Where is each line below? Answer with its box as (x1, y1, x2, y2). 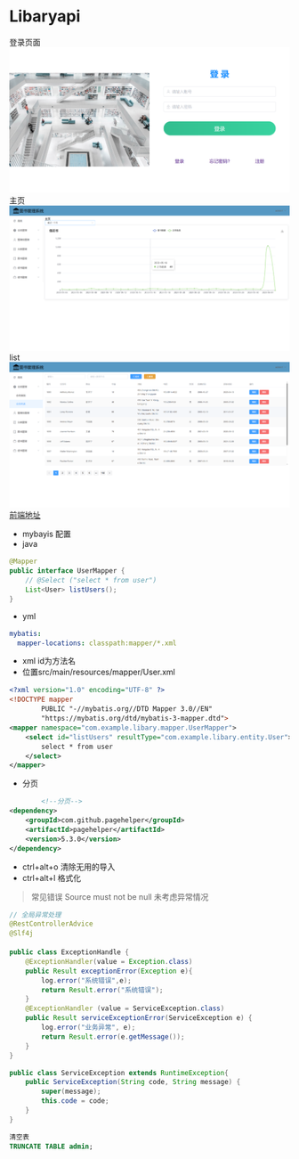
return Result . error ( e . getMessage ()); (41, 1032, 185, 1041)
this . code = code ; (41, 1097, 109, 1106)
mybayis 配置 (21, 528, 71, 540)
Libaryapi (9, 6, 81, 27)
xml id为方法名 (21, 656, 76, 666)
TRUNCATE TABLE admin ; (9, 1142, 93, 1151)
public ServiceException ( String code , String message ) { (25, 1078, 241, 1087)
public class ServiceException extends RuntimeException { (9, 1068, 229, 1077)
